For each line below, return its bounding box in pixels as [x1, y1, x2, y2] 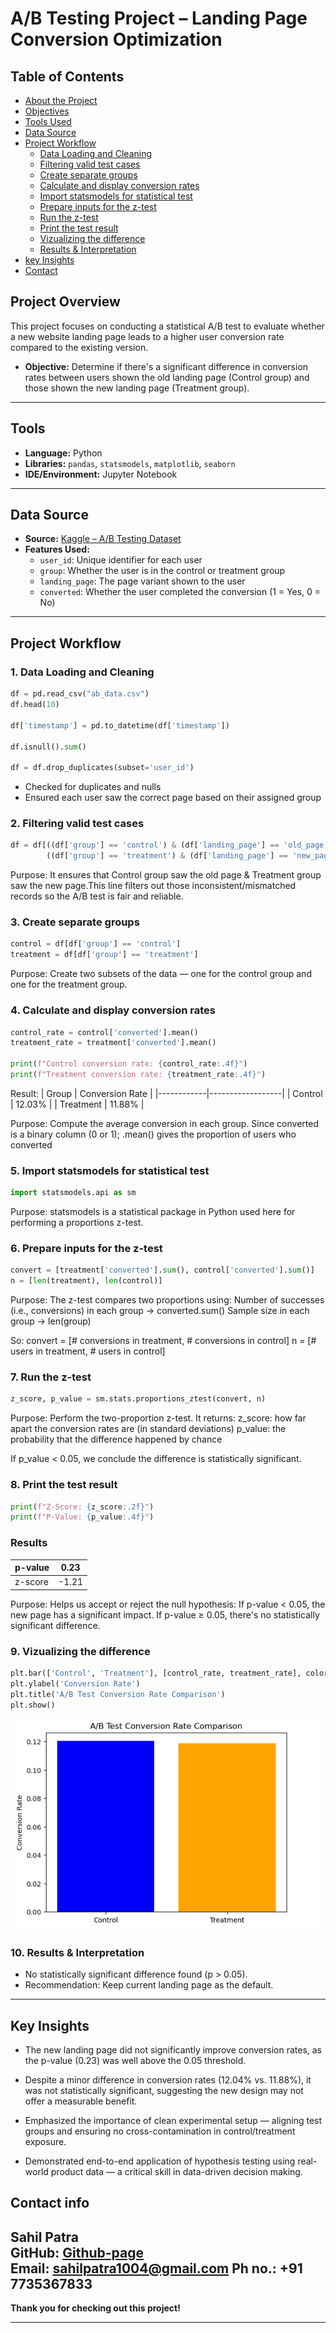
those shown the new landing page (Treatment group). [24, 382, 250, 394]
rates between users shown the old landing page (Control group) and [24, 371, 310, 383]
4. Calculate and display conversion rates [10, 1003, 216, 1017]
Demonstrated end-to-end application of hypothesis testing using [24, 2155, 296, 2167]
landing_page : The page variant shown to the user [39, 575, 246, 587]
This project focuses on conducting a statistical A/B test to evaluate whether [10, 320, 325, 332]
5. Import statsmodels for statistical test [10, 1163, 210, 1177]
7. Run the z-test [10, 1370, 92, 1384]
